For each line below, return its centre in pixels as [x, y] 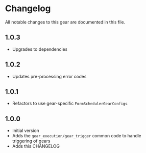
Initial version [25, 131]
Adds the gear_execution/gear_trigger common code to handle [77, 136]
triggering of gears [31, 141]
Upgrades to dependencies [40, 49]
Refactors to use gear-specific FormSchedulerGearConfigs [70, 104]
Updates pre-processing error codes [49, 76]
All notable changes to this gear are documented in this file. [65, 22]
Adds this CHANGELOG [36, 146]
